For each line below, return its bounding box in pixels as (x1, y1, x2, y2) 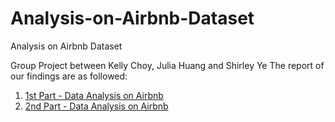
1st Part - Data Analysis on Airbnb (24, 89, 164, 101)
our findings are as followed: (10, 70, 128, 82)
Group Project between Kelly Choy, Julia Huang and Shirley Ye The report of (10, 59, 325, 71)
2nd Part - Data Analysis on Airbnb (24, 100, 169, 112)
